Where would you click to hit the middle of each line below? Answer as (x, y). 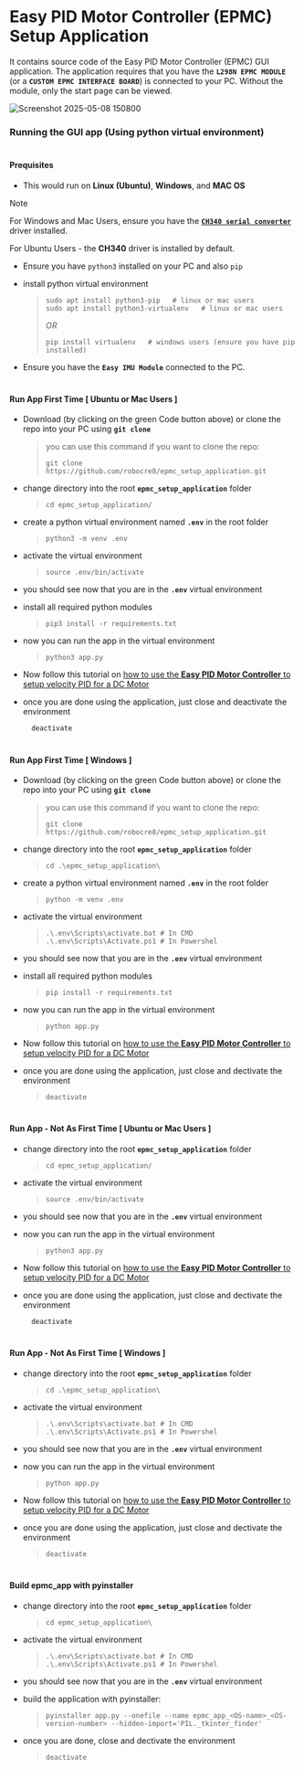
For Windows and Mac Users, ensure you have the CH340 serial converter (151, 220)
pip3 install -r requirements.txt (111, 624)
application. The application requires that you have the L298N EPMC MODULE (147, 71)
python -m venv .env (84, 900)
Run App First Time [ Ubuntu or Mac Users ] (94, 398)
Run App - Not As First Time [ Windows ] (88, 1353)
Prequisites (31, 165)
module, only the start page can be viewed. (91, 90)
